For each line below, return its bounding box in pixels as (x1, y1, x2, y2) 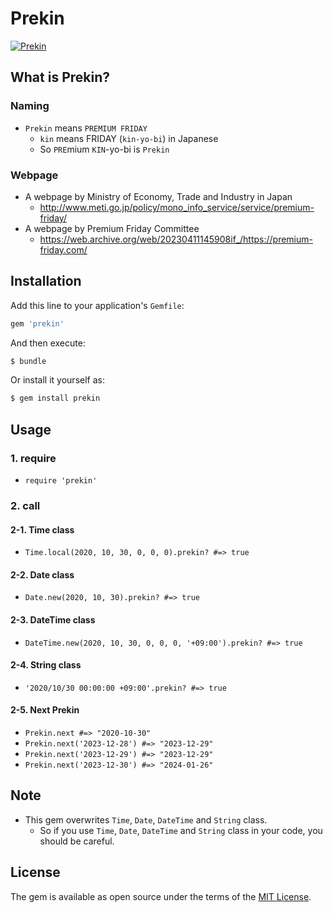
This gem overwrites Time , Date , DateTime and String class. (24, 813, 268, 826)
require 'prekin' (24, 476, 98, 486)
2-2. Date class (10, 568, 75, 581)
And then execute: (10, 337, 86, 349)
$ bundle (10, 356, 47, 366)
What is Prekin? (10, 69, 110, 86)
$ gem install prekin (10, 393, 101, 404)
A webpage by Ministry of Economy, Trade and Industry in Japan (24, 190, 293, 202)
